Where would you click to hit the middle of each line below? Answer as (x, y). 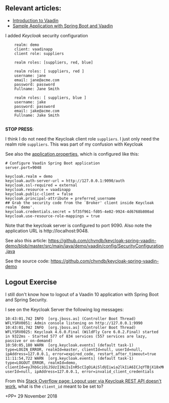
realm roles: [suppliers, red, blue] (54, 62)
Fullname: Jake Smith (37, 115)
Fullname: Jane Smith (37, 89)
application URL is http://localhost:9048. (47, 231)
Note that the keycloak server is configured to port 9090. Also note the (78, 225)
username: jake (30, 102)
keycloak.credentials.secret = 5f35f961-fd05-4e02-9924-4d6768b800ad (80, 212)
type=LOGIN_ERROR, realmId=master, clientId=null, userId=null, (74, 350)
